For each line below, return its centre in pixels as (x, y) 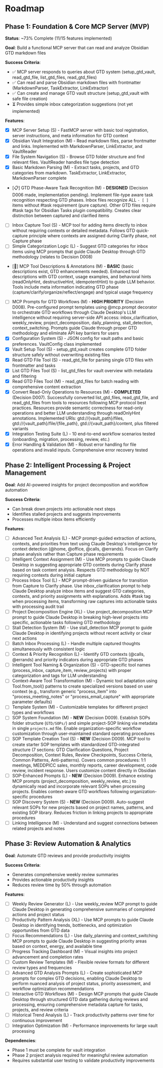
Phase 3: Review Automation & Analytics (68, 844)
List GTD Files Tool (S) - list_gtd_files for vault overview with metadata (82, 370)
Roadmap (25, 9)
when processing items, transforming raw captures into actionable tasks (84, 601)
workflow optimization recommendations (53, 988)
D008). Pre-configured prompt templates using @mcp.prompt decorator (84, 307)
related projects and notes (38, 828)
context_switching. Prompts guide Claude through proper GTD (74, 328)
